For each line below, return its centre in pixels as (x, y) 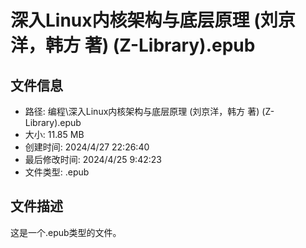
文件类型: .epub (57, 172)
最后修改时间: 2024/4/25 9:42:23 (93, 159)
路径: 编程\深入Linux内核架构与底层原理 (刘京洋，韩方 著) (142, 111)
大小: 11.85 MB (54, 134)
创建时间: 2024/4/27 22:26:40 (87, 147)
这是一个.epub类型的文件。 (66, 232)
